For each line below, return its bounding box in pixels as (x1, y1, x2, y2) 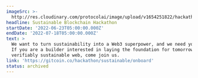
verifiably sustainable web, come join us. (11, 52, 120, 58)
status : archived (6, 63, 49, 69)
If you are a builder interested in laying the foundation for (11, 47, 170, 53)
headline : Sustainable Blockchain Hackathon (6, 19, 117, 25)
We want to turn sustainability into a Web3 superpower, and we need (11, 42, 186, 48)
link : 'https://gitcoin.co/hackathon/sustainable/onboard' (6, 57, 154, 63)
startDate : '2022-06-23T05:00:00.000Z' (6, 25, 104, 31)
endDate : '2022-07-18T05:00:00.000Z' (6, 30, 99, 36)
